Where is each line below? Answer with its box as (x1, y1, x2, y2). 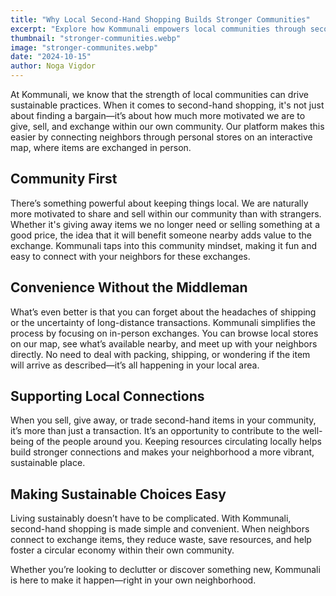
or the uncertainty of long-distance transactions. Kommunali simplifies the (10, 316, 317, 328)
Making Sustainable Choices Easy (10, 486, 227, 503)
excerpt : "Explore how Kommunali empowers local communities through (10, 24, 307, 34)
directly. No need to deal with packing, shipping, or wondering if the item (10, 348, 311, 360)
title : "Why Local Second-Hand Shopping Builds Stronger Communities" (10, 14, 311, 25)
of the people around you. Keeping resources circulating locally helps (35, 436, 322, 448)
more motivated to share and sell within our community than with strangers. (10, 207, 322, 220)
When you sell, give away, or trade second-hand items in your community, (10, 414, 317, 426)
